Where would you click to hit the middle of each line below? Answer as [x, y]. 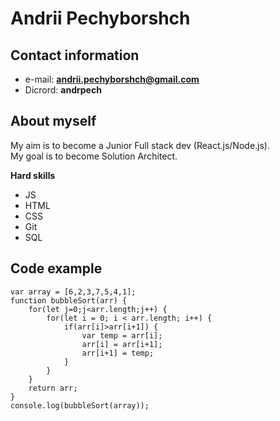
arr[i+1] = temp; [118, 353]
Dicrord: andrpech [63, 90]
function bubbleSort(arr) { [69, 300]
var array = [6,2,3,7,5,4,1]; [73, 292]
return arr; [53, 388]
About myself [53, 121]
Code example [56, 268]
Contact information [75, 55]
